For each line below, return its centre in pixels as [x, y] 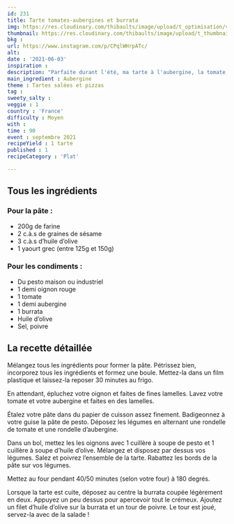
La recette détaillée [50, 348]
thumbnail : [23, 33]
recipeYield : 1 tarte [40, 144]
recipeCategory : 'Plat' [43, 157]
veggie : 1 [23, 105]
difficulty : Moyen [36, 117]
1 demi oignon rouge [47, 289]
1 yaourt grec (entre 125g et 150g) [65, 248]
